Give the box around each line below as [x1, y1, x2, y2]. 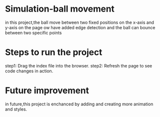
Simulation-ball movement [5, 3, 115, 15]
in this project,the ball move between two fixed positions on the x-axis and [5, 19, 154, 25]
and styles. [5, 106, 27, 112]
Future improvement [5, 85, 89, 96]
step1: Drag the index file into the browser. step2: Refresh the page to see [5, 63, 152, 68]
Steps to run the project [5, 47, 103, 58]
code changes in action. [5, 68, 53, 74]
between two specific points [5, 30, 62, 35]
